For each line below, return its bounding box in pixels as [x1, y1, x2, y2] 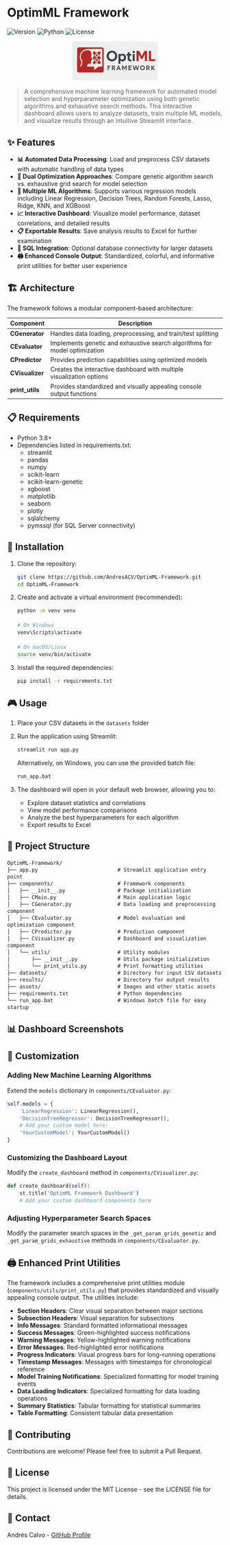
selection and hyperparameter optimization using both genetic [23, 95, 200, 103]
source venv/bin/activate [16, 651, 91, 657]
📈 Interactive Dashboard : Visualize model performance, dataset [16, 209, 201, 217]
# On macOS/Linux [16, 644, 67, 651]
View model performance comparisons [27, 806, 138, 814]
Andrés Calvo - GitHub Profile [7, 1531, 91, 1539]
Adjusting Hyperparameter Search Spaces [7, 1213, 151, 1223]
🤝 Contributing [7, 1429, 71, 1441]
